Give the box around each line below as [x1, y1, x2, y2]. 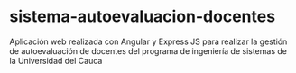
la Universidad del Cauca [9, 55, 103, 66]
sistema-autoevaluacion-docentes [9, 6, 276, 27]
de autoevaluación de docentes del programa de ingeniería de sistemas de [9, 45, 287, 56]
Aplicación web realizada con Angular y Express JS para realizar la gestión [9, 36, 288, 47]
